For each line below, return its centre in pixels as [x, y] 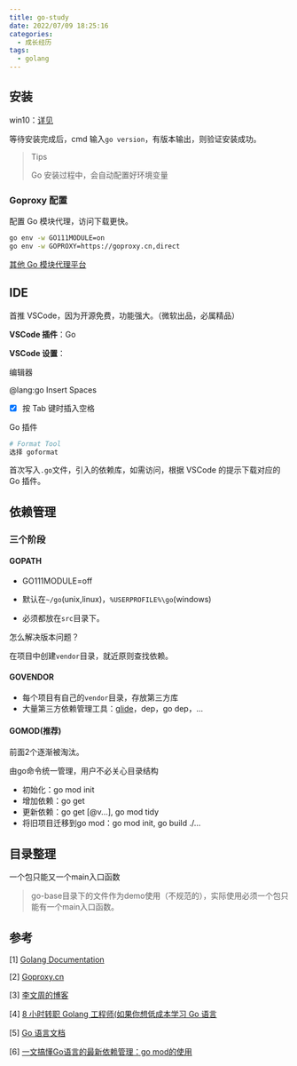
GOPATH [26, 561]
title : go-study [39, 17]
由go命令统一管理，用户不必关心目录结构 [84, 771]
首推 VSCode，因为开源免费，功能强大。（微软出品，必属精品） [124, 315]
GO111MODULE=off [57, 581]
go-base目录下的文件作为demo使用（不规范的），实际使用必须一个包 [156, 896]
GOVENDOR [32, 677]
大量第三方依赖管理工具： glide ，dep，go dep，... [113, 709]
